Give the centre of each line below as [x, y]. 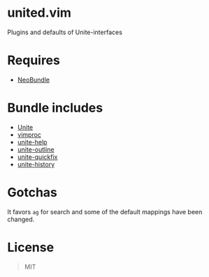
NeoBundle [34, 80]
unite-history [36, 164]
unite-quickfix [37, 157]
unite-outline [36, 149]
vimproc [29, 135]
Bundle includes [55, 108]
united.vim [39, 13]
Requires [34, 60]
